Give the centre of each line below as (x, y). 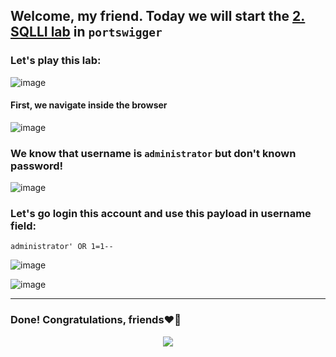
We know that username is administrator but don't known (153, 153)
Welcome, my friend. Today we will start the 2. (158, 16)
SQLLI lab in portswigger (86, 32)
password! (37, 166)
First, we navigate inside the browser (89, 105)
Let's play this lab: (56, 61)
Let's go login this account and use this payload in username (161, 214)
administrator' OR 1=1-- (62, 247)
